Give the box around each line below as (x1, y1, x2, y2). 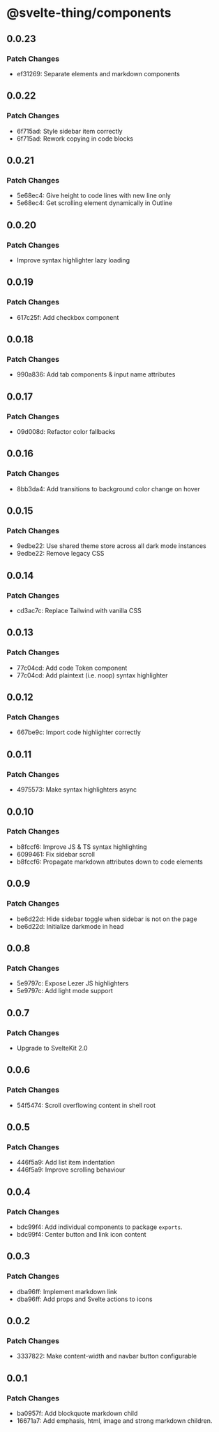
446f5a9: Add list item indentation (16, 1158, 116, 1167)
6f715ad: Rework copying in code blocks (16, 134, 134, 143)
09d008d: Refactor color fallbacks (16, 428, 116, 435)
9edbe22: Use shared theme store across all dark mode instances (16, 542, 206, 550)
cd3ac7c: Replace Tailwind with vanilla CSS (16, 607, 142, 615)
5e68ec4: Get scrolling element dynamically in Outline (16, 199, 172, 207)
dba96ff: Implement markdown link (16, 1287, 118, 1296)
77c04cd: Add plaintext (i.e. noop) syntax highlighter (16, 671, 168, 680)
